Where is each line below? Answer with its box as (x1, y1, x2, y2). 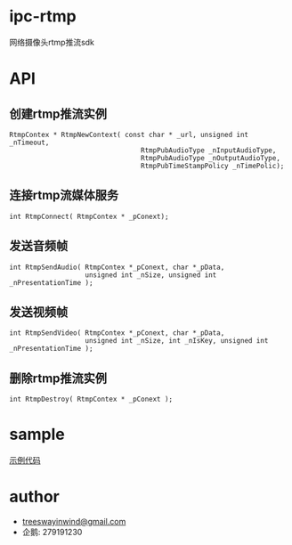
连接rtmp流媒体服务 (9, 188, 119, 203)
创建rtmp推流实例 (9, 106, 108, 121)
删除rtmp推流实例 (9, 370, 108, 386)
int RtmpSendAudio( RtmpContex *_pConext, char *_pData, (9, 263, 225, 272)
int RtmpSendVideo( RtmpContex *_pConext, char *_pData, (9, 329, 225, 338)
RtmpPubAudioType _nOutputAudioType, (141, 153, 280, 162)
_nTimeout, (9, 138, 50, 147)
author (9, 487, 61, 507)
